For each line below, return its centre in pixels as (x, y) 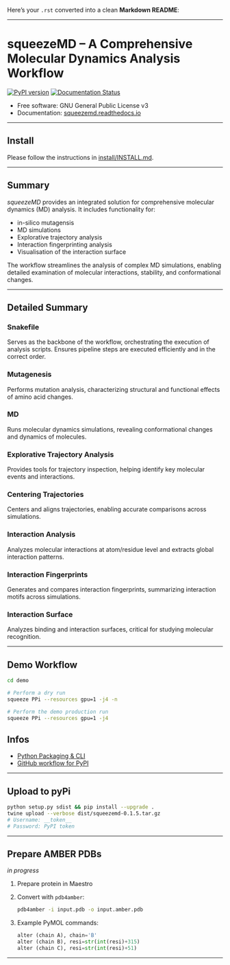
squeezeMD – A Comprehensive (100, 44)
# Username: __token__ (39, 819)
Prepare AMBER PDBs (54, 854)
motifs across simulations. (44, 597)
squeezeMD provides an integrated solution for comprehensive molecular (111, 202)
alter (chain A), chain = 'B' (57, 935)
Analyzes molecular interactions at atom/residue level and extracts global (111, 549)
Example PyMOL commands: (58, 923)
